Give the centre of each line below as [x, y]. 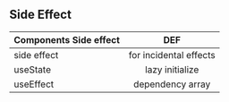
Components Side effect [67, 39]
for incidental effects [172, 55]
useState [33, 69]
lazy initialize [172, 69]
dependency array [172, 84]
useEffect [34, 84]
